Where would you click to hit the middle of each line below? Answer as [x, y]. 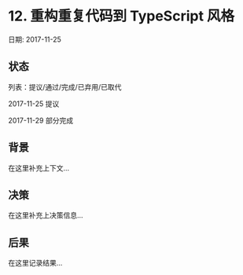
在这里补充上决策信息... [46, 215]
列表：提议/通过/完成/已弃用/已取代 [65, 86]
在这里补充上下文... [39, 168]
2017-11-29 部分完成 [40, 120]
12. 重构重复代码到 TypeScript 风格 [121, 16]
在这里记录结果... [35, 263]
